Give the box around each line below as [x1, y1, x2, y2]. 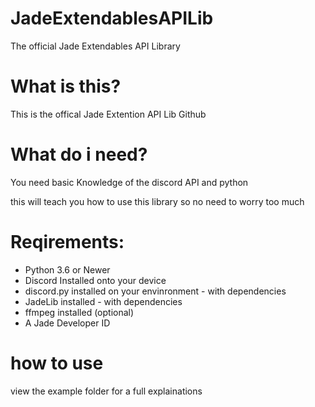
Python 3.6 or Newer [24, 263, 111, 276]
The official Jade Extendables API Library [10, 40, 181, 52]
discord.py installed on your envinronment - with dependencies [24, 285, 287, 297]
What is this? [10, 75, 122, 98]
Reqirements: [10, 231, 125, 253]
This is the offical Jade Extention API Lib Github [10, 108, 207, 120]
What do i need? [10, 143, 148, 166]
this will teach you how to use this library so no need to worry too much [10, 195, 305, 207]
